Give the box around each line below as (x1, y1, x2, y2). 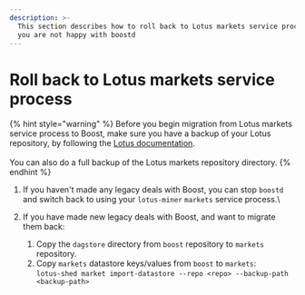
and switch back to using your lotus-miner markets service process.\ (22, 194, 280, 205)
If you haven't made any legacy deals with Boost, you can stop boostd (22, 184, 284, 195)
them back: (22, 221, 65, 232)
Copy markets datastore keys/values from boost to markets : (35, 258, 257, 269)
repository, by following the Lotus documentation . (9, 138, 195, 149)
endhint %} (9, 167, 52, 178)
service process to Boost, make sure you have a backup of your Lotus (9, 128, 271, 139)
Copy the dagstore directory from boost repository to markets (35, 239, 265, 250)
